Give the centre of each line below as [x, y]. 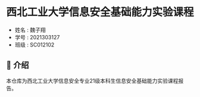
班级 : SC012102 [35, 45]
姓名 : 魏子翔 [30, 30]
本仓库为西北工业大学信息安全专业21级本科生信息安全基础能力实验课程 [92, 80]
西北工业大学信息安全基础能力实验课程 [100, 12]
